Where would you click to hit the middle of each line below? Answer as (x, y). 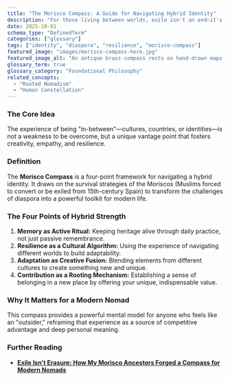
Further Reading (35, 348)
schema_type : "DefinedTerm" (47, 33)
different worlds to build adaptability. (69, 253)
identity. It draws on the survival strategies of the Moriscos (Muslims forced (114, 183)
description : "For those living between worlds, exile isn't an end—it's (115, 20)
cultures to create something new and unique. (82, 268)
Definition (24, 161)
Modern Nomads (42, 370)
